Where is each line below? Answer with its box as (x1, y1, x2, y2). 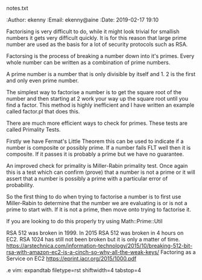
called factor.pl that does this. (6, 108, 80, 115)
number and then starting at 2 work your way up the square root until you (6, 95, 189, 102)
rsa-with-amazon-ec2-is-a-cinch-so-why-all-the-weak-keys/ (6, 249, 160, 255)
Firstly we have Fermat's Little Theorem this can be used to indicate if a (6, 138, 184, 145)
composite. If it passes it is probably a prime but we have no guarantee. (6, 150, 185, 157)
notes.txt (6, 5, 28, 11)
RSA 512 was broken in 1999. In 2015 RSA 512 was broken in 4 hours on (6, 229, 184, 237)
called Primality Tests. (6, 126, 62, 133)
